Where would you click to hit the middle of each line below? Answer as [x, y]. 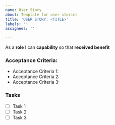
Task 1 [19, 106]
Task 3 [19, 117]
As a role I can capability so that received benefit [57, 47]
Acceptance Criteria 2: [36, 77]
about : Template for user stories [42, 15]
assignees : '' [20, 29]
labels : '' [17, 24]
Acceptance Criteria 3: [36, 82]
